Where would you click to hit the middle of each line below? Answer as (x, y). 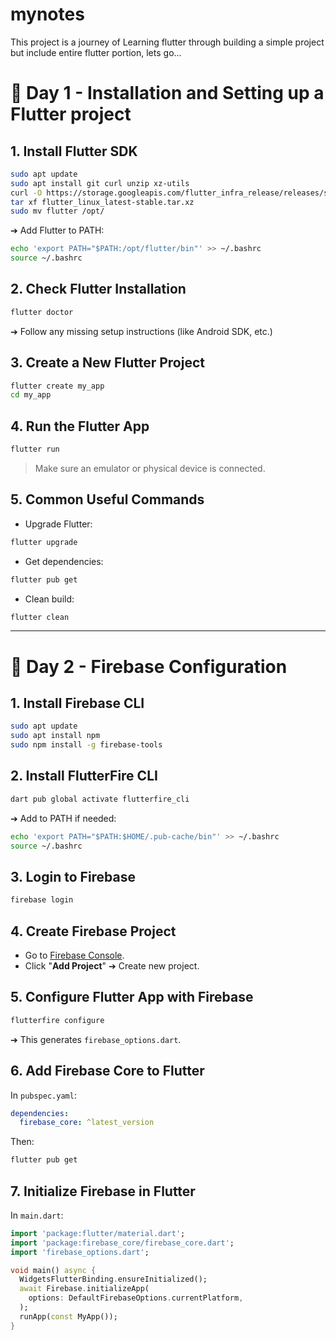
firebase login (42, 900)
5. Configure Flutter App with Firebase (132, 997)
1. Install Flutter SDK (74, 151)
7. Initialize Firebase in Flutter (103, 1191)
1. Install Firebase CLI (77, 703)
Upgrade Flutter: (58, 524)
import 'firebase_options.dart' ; (80, 1252)
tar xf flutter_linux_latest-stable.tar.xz (102, 202)
